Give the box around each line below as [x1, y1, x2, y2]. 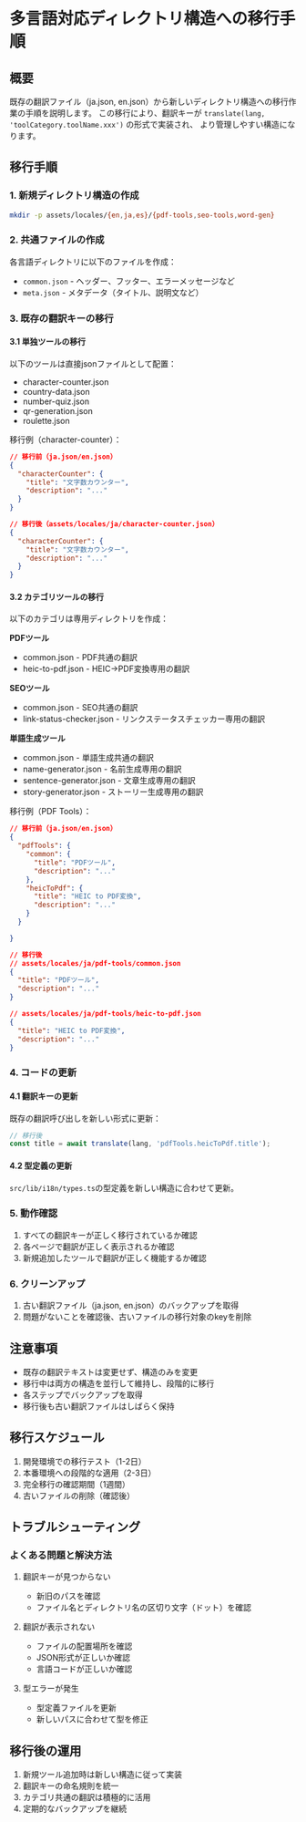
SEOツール [9, 683, 50, 694]
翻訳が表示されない [22, 1621, 96, 1632]
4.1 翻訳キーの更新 [9, 1091, 78, 1102]
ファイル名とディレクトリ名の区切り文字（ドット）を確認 [36, 1602, 252, 1613]
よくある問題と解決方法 [9, 1549, 112, 1562]
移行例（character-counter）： [9, 434, 122, 445]
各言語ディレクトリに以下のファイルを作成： [9, 256, 178, 267]
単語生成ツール [9, 733, 66, 744]
